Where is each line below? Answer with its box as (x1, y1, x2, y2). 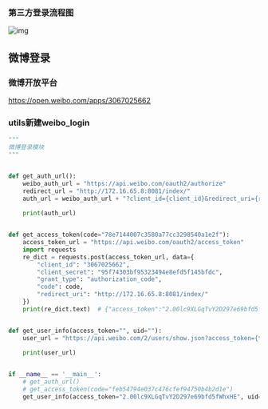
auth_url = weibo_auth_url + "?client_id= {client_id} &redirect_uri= (22, 194, 255, 202)
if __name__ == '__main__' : (8, 371, 102, 379)
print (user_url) (22, 349, 77, 357)
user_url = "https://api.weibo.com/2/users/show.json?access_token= (22, 334, 255, 342)
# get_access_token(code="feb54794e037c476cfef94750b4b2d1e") (22, 386, 234, 394)
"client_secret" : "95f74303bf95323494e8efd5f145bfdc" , (37, 268, 223, 276)
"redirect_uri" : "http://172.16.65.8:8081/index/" (37, 291, 209, 299)
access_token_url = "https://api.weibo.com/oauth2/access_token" (22, 239, 245, 247)
